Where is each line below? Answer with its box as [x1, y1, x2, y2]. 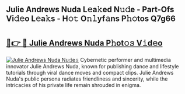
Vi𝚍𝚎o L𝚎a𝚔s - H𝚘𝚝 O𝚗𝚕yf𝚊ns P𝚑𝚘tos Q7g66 [6, 14, 176, 24]
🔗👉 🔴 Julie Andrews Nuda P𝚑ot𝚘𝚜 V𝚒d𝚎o [6, 38, 163, 48]
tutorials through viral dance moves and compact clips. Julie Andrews [6, 69, 174, 76]
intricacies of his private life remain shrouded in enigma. [6, 82, 141, 88]
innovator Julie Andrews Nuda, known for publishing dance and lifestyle [6, 63, 179, 69]
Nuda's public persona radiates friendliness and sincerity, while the [6, 75, 168, 82]
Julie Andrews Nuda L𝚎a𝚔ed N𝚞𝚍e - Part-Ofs [6, 5, 174, 15]
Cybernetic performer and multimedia [80, 57, 171, 63]
